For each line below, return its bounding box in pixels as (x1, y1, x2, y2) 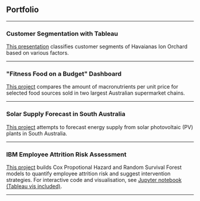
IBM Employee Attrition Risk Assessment (6, 150, 127, 158)
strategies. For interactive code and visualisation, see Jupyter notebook (6, 177, 182, 183)
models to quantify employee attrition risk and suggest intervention (6, 170, 171, 177)
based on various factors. (6, 49, 70, 56)
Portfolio (6, 5, 39, 15)
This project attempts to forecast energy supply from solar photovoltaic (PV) (6, 123, 193, 130)
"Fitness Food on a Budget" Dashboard (6, 70, 122, 78)
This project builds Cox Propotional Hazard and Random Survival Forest (6, 164, 182, 171)
